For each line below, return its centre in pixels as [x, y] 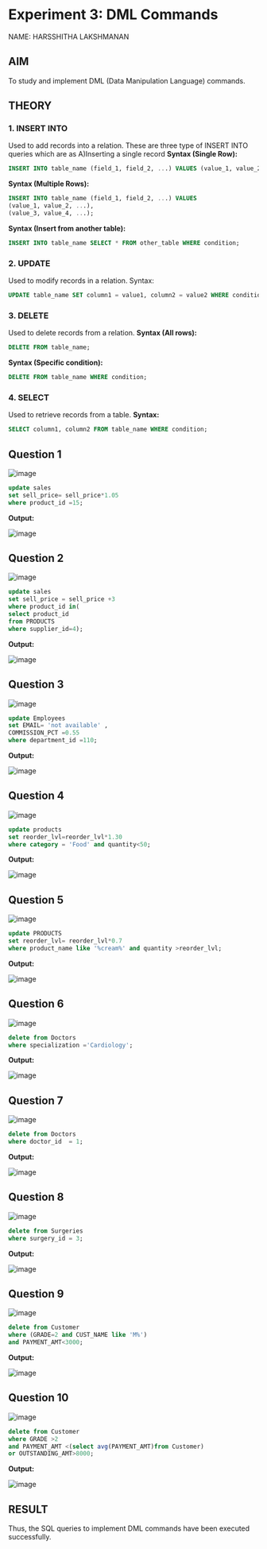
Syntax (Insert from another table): [67, 228]
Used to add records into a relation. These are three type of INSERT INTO [128, 145]
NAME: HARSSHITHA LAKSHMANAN [69, 37]
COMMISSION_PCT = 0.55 [44, 733]
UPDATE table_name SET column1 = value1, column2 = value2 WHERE [118, 296]
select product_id [39, 614]
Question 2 [36, 558]
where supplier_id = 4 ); [46, 629]
